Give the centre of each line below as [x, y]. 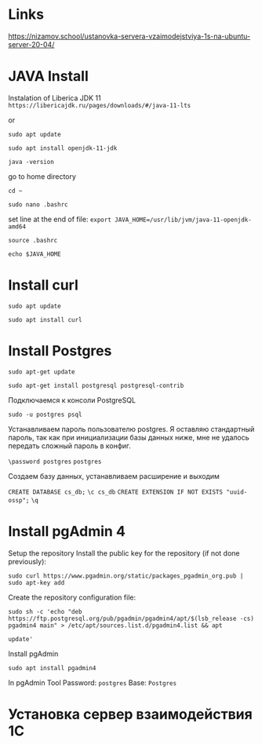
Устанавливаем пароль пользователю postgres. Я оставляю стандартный [131, 429]
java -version [31, 162]
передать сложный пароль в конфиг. [70, 446]
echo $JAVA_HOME [35, 254]
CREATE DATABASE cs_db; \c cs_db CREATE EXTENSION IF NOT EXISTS [116, 492]
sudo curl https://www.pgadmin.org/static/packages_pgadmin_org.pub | [126, 576]
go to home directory [42, 176]
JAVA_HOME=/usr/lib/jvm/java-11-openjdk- [184, 220]
